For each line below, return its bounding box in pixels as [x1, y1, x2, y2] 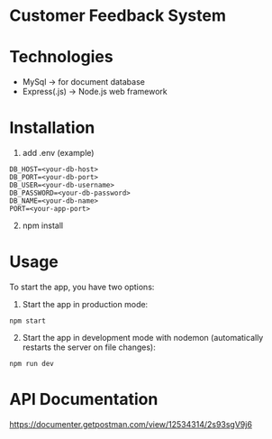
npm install [22, 220, 64, 231]
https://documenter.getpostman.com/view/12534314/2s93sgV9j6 [9, 418, 252, 429]
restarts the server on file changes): [22, 342, 156, 352]
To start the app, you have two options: [9, 281, 155, 292]
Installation [9, 118, 95, 138]
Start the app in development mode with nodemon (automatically [22, 333, 264, 343]
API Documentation [9, 389, 159, 410]
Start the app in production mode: [22, 299, 149, 309]
